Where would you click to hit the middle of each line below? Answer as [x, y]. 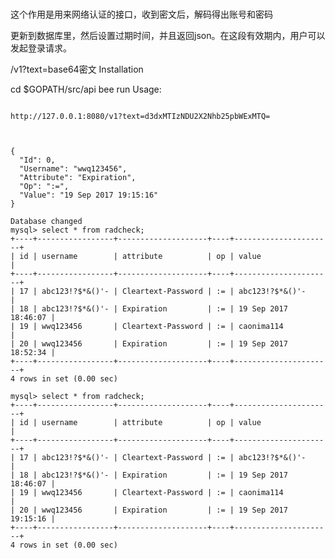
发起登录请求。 [41, 48]
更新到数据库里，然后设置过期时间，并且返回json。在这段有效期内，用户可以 [168, 36]
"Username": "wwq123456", [73, 169]
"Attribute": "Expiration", [78, 178]
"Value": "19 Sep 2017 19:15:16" [89, 195]
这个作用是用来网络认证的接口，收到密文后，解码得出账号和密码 [141, 14]
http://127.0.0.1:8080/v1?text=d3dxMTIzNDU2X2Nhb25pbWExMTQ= [140, 117]
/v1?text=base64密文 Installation [77, 69]
